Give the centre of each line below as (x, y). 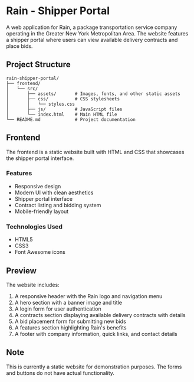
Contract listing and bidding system (58, 205)
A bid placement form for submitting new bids (70, 321)
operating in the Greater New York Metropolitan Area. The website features (97, 33)
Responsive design (38, 186)
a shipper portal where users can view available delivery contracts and (92, 40)
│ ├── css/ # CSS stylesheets (63, 99)
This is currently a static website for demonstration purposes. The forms (94, 367)
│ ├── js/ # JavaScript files (64, 109)
